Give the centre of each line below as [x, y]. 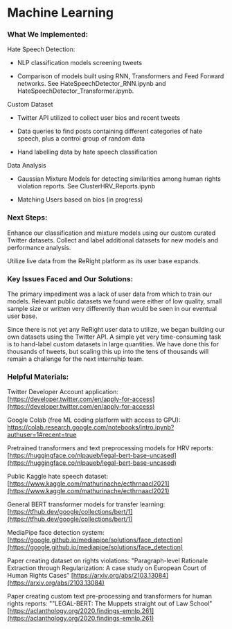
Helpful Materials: [38, 377]
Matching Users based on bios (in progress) [80, 200]
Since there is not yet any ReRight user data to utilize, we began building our [116, 330]
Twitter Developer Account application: [63, 392]
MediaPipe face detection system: [56, 533]
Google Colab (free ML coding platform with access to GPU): [94, 420]
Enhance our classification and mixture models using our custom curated [111, 233]
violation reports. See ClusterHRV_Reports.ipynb [86, 186]
